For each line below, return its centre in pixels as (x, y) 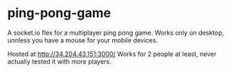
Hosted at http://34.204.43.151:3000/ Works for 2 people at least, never (112, 54)
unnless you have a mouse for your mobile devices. (83, 40)
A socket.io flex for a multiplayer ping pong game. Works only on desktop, (116, 33)
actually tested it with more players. (59, 61)
